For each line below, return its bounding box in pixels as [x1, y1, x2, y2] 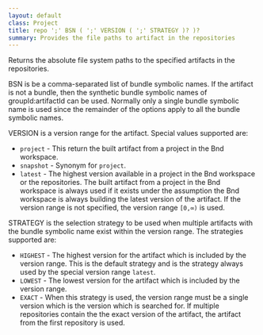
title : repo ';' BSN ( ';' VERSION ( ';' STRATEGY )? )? [8, 26, 200, 34]
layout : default [8, 11, 62, 20]
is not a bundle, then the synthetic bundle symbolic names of [8, 88, 208, 98]
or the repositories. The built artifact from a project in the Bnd [19, 178, 221, 187]
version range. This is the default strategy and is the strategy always [19, 259, 244, 268]
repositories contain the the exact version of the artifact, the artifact [19, 310, 242, 319]
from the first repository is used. [19, 318, 125, 328]
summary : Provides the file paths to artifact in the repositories [8, 33, 236, 42]
